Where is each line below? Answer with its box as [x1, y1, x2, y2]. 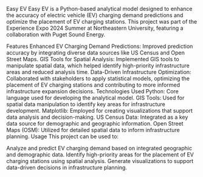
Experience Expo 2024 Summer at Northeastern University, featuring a [6, 24, 184, 32]
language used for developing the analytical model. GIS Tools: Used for [6, 94, 185, 101]
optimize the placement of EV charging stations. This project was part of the [6, 18, 198, 25]
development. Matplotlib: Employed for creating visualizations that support [6, 107, 193, 114]
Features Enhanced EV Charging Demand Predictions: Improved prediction [6, 42, 193, 50]
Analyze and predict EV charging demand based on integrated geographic [6, 145, 193, 152]
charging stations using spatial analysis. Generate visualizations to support [6, 158, 194, 164]
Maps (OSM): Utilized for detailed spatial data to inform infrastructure [6, 127, 181, 133]
